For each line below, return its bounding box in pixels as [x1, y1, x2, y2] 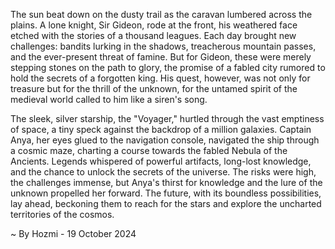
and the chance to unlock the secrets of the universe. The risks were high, [10, 166, 317, 178]
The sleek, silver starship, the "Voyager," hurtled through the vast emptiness [10, 113, 325, 124]
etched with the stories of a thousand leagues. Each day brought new [10, 30, 297, 41]
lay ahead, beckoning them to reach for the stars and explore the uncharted [10, 198, 322, 209]
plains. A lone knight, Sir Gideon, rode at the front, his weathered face [10, 19, 298, 31]
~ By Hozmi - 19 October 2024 [10, 228, 137, 239]
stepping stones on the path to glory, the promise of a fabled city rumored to [10, 62, 326, 73]
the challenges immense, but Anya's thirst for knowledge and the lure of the [10, 177, 323, 188]
